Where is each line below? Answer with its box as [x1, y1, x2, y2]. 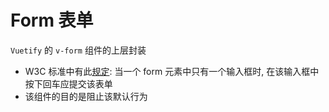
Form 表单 [10, 9, 94, 32]
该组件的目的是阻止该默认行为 [24, 90, 148, 102]
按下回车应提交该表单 [24, 77, 113, 90]
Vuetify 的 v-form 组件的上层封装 [10, 44, 147, 56]
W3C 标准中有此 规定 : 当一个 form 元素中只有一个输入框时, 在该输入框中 [24, 65, 320, 77]
